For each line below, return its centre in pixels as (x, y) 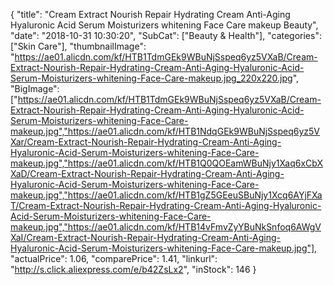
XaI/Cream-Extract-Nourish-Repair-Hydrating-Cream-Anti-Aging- (146, 237)
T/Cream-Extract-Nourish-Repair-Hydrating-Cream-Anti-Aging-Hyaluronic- (166, 205)
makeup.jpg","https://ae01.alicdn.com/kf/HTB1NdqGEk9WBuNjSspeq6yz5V (165, 131)
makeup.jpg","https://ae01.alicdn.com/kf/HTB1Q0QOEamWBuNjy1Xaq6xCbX (166, 163)
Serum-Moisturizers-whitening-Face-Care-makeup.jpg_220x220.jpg (151, 78)
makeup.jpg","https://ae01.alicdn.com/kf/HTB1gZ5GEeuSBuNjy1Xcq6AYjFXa (166, 195)
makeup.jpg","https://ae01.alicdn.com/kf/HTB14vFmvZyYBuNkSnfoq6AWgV (166, 227)
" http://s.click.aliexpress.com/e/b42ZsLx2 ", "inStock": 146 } (133, 269)
